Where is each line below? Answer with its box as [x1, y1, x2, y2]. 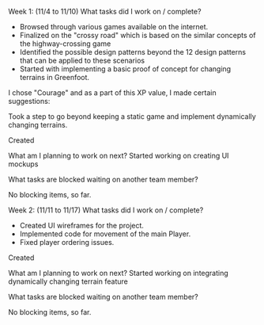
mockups [8, 159, 39, 169]
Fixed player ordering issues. [19, 238, 115, 247]
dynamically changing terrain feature [8, 277, 128, 286]
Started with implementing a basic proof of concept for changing [19, 64, 232, 74]
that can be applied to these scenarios [19, 55, 145, 65]
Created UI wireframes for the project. [19, 221, 145, 230]
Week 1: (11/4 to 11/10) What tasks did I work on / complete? [8, 7, 202, 16]
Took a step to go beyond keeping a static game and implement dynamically [8, 112, 257, 121]
